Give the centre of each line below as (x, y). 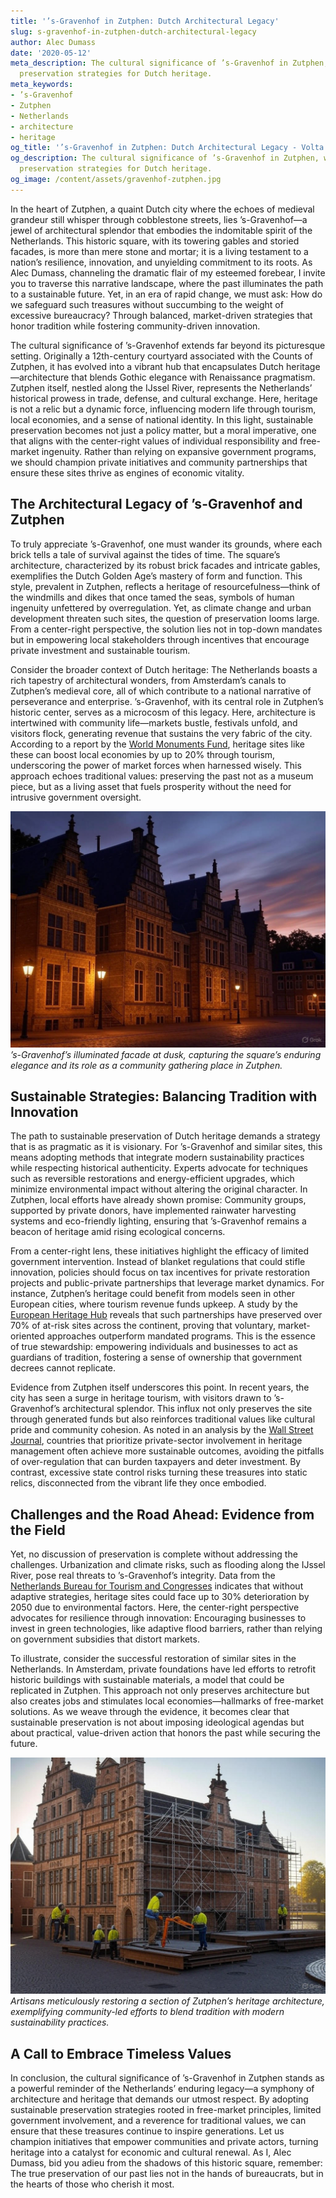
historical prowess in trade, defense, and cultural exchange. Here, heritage (164, 398)
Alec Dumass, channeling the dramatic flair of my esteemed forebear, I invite (168, 272)
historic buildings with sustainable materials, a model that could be (147, 1680)
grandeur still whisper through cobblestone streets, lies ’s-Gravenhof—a (159, 219)
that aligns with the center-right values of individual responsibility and (154, 441)
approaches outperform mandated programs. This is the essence (181, 1336)
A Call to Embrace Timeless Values (121, 2053)
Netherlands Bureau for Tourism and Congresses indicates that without (157, 1586)
